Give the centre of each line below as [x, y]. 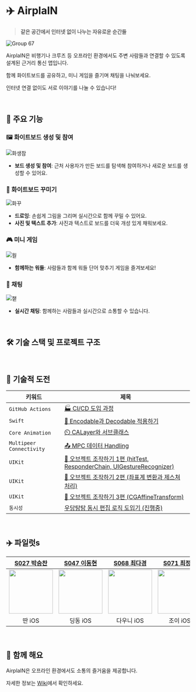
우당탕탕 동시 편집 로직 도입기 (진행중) [113, 508]
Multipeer [22, 443]
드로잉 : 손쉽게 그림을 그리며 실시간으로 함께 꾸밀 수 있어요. [80, 215]
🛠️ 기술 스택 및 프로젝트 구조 [53, 342]
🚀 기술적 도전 [28, 379]
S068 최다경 [130, 563]
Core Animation [30, 433]
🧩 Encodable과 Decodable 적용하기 [111, 422]
